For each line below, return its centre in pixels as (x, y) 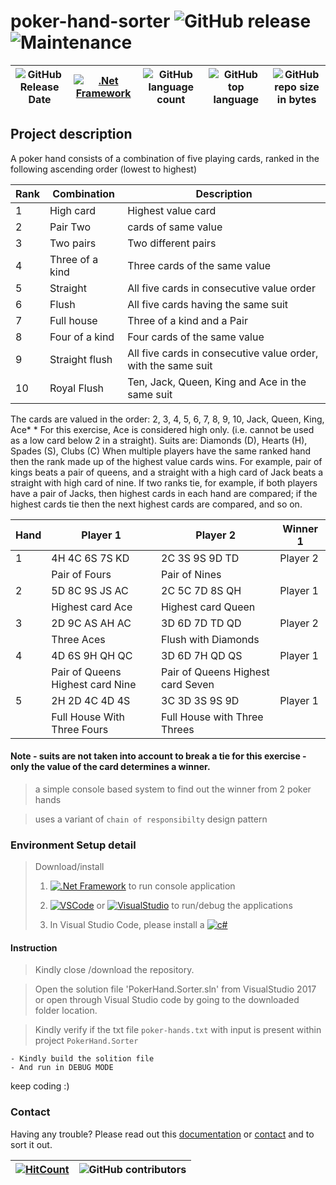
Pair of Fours (81, 574)
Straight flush (81, 359)
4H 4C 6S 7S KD (90, 558)
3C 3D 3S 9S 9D (200, 700)
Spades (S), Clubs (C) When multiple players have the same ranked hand (161, 451)
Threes (178, 729)
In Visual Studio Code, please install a (127, 925)
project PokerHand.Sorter (86, 1041)
